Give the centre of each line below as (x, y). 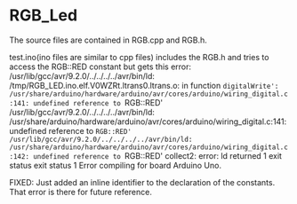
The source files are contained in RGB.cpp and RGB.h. (108, 40)
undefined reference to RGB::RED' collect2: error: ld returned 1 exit (157, 155)
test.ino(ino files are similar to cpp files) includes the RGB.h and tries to (139, 57)
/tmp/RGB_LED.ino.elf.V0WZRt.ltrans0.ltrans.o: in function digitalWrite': (144, 85)
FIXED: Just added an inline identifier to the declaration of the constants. (142, 182)
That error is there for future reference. (81, 192)
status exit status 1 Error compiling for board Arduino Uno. (116, 165)
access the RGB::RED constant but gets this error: (100, 67)
